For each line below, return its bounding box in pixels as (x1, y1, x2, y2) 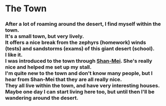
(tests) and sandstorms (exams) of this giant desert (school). (5, 45, 155, 52)
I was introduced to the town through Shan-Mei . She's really (5, 58, 152, 65)
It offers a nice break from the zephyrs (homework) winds (5, 39, 147, 46)
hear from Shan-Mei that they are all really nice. (5, 76, 122, 83)
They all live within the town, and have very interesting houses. (5, 82, 160, 89)
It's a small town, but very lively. (5, 33, 84, 40)
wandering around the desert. (5, 95, 79, 102)
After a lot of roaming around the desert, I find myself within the (5, 21, 161, 28)
